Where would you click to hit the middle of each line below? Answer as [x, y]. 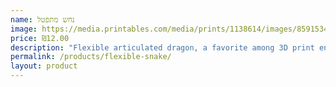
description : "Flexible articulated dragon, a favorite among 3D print [162, 47]
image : [24, 29]
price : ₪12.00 [40, 38]
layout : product [44, 66]
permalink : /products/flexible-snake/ [91, 57]
